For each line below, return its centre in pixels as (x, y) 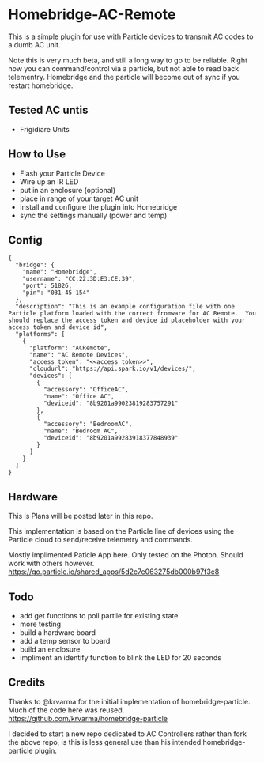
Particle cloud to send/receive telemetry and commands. (101, 540)
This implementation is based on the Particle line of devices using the (121, 531)
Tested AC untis (48, 110)
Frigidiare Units (44, 129)
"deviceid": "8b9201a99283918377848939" (111, 438)
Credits (27, 683)
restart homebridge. (41, 85)
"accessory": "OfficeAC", (86, 390)
